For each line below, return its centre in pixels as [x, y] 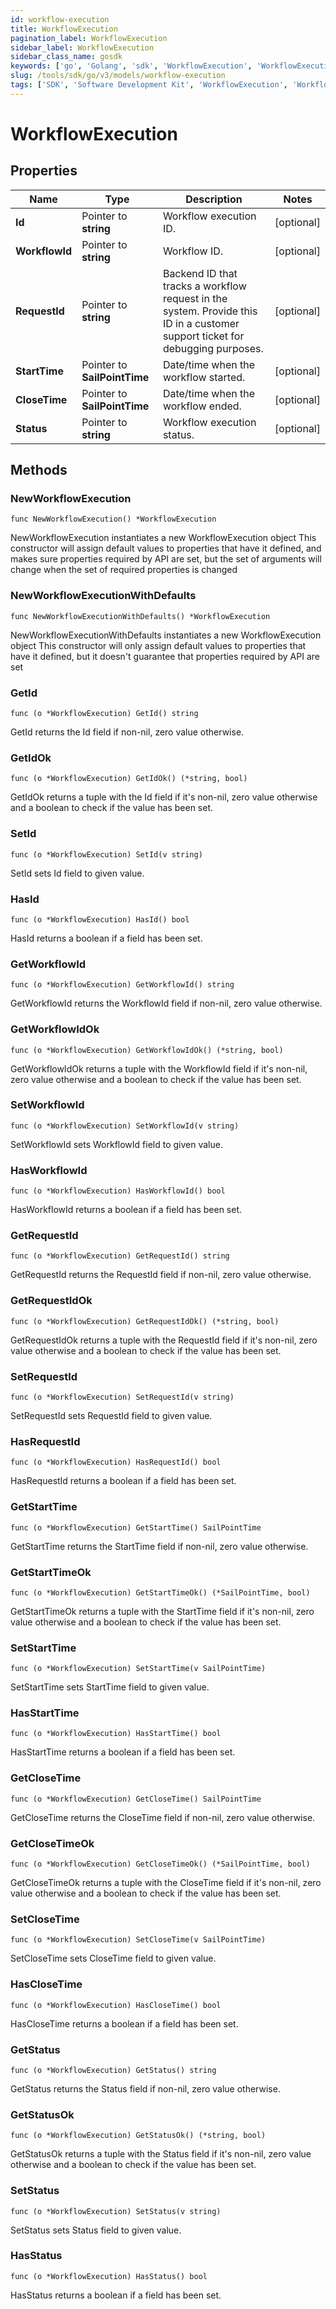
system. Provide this [210, 311]
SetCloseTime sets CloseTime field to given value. [113, 1958]
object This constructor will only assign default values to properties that [158, 645]
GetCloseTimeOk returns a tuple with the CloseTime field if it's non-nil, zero [166, 1883]
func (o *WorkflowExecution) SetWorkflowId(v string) [125, 1126]
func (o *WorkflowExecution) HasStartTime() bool [116, 1734]
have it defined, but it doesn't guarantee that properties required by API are [165, 656]
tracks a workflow [204, 286]
